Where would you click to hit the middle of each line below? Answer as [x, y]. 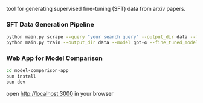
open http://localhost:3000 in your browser [60, 93]
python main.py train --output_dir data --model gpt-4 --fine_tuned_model [102, 43]
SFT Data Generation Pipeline [50, 24]
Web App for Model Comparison [54, 58]
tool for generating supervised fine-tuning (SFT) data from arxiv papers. [96, 9]
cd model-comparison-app [37, 71]
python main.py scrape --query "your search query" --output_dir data [97, 37]
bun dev [16, 82]
